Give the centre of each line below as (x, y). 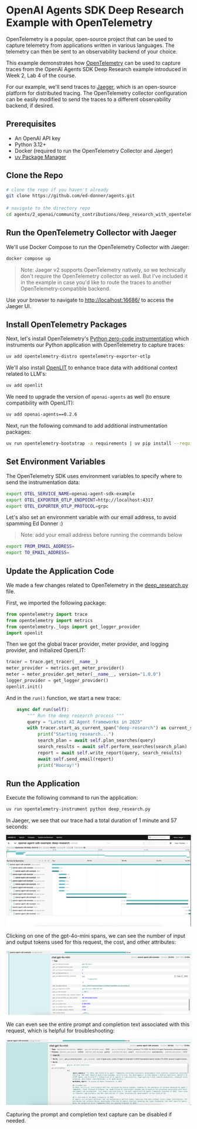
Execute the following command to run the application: (72, 798)
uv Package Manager (40, 157)
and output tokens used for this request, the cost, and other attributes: (91, 942)
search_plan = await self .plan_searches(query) (97, 741)
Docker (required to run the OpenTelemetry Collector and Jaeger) (94, 151)
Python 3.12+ (30, 144)
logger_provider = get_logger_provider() (57, 681)
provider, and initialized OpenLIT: (46, 650)
